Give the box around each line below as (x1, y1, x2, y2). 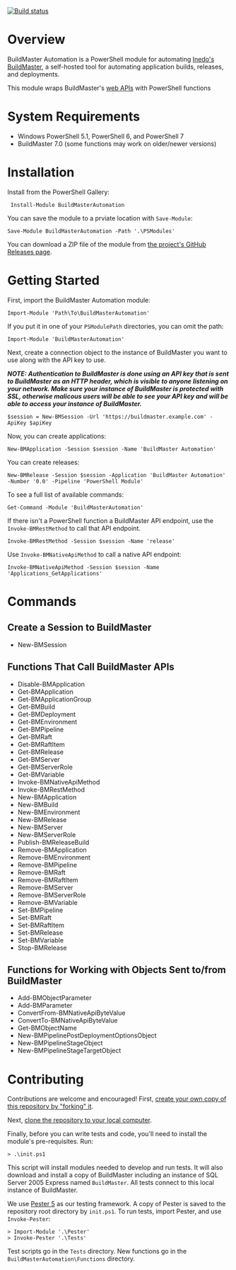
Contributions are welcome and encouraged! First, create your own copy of (7, 1095, 227, 1103)
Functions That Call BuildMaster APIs (7, 661, 175, 673)
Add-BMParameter (17, 1001, 73, 1010)
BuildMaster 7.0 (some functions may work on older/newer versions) (17, 139, 217, 148)
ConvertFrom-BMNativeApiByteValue (17, 1008, 126, 1017)
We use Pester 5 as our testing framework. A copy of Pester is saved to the (7, 1200, 226, 1208)
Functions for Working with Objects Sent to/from (7, 964, 226, 976)
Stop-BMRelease (17, 943, 67, 952)
